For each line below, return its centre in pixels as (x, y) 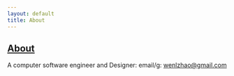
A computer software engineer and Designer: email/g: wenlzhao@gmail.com (117, 65)
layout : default (31, 14)
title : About (26, 20)
